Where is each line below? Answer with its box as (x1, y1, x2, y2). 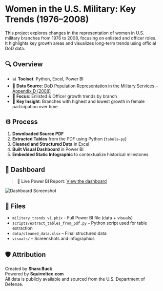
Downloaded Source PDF (12, 131, 64, 136)
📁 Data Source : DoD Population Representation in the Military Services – (12, 83, 158, 89)
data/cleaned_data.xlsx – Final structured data (12, 231, 107, 236)
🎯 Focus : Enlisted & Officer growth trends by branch (12, 93, 117, 99)
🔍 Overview (5, 60, 43, 69)
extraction (12, 225, 33, 231)
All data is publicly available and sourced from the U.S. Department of (5, 276, 145, 282)
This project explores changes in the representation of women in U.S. (5, 30, 144, 36)
